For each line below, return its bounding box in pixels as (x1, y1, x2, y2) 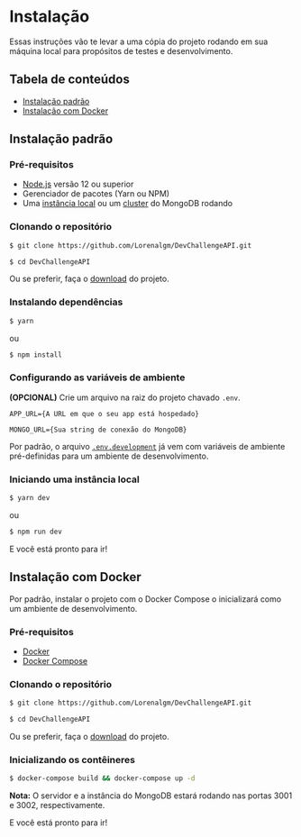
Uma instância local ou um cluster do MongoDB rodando (22, 198, 233, 209)
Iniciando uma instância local (9, 473, 140, 486)
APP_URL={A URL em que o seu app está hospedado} (9, 409, 200, 418)
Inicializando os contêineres (9, 753, 135, 766)
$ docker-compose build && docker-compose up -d (9, 774, 196, 783)
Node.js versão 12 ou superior (22, 178, 134, 190)
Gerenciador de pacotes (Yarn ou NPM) (22, 188, 169, 199)
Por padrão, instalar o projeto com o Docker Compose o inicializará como (9, 593, 282, 605)
